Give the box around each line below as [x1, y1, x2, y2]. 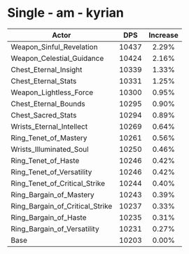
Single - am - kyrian [7, 5, 124, 21]
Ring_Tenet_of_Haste [10, 155, 80, 165]
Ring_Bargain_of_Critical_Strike [10, 201, 113, 211]
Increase [148, 30, 178, 40]
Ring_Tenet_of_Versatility [10, 167, 92, 176]
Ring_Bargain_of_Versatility [10, 224, 99, 234]
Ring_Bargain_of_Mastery [10, 190, 94, 199]
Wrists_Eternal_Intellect [10, 121, 88, 131]
